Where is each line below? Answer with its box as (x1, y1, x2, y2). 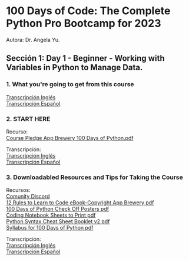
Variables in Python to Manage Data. (6, 63, 143, 73)
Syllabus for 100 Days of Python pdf (6, 224, 94, 231)
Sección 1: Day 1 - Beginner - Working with (6, 53, 165, 63)
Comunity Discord (6, 193, 50, 200)
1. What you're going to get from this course (6, 80, 134, 89)
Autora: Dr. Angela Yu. (6, 36, 60, 43)
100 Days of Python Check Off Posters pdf (6, 205, 110, 213)
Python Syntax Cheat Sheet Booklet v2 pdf (6, 218, 110, 225)
